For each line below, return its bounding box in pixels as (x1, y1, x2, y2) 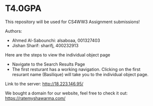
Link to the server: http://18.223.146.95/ (5, 80, 84, 87)
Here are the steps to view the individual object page (5, 52, 110, 58)
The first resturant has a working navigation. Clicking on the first (12, 66, 141, 72)
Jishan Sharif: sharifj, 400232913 (12, 42, 79, 48)
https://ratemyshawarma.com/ (5, 95, 66, 101)
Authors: (5, 28, 22, 34)
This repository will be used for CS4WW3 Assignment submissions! (5, 19, 140, 25)
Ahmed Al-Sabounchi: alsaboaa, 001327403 (12, 37, 100, 43)
